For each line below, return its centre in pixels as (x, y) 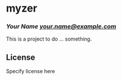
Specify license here (31, 71)
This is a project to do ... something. (49, 39)
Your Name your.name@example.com (61, 27)
